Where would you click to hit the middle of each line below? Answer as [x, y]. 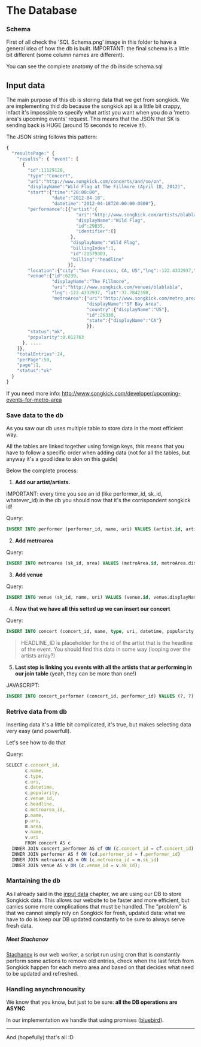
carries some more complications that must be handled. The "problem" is [97, 906]
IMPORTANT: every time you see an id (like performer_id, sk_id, [84, 494]
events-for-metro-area [34, 400]
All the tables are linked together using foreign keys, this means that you [95, 446]
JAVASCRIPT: [23, 685]
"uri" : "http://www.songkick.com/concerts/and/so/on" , [96, 181]
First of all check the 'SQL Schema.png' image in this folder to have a [91, 42]
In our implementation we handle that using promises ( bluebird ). [85, 1020]
